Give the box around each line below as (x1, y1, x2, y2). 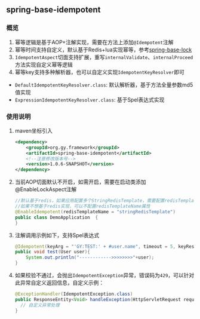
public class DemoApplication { (14, 214, 99, 220)
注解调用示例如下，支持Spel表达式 (14, 231, 100, 238)
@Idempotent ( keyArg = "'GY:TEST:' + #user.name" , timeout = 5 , (14, 243, 176, 250)
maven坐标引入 (14, 127, 53, 134)
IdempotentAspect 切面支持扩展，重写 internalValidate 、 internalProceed (14, 53, 193, 60)
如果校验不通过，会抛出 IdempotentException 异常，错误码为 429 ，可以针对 (14, 272, 195, 279)
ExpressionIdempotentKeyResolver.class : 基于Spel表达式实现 (14, 96, 165, 103)
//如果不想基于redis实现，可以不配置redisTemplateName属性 (14, 203, 150, 210)
